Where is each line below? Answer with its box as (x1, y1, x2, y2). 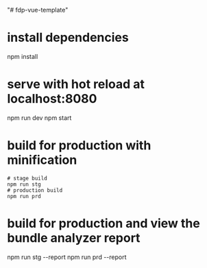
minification (7, 152, 77, 168)
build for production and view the (7, 216, 200, 231)
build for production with (7, 138, 151, 154)
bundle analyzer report (7, 230, 141, 245)
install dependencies (7, 30, 129, 45)
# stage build (7, 175, 48, 182)
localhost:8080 (7, 91, 97, 107)
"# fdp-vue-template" (7, 6, 69, 14)
